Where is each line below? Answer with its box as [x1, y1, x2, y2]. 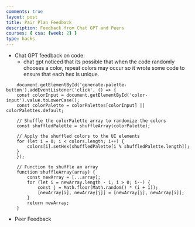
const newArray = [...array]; [27, 174, 101, 180]
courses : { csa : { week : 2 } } [6, 31, 77, 36]
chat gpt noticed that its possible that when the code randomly [23, 58, 175, 65]
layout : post [6, 14, 38, 20]
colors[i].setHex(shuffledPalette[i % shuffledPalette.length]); [27, 144, 190, 150]
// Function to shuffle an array [16, 164, 98, 170]
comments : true [6, 8, 43, 15]
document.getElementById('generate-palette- [16, 82, 127, 88]
